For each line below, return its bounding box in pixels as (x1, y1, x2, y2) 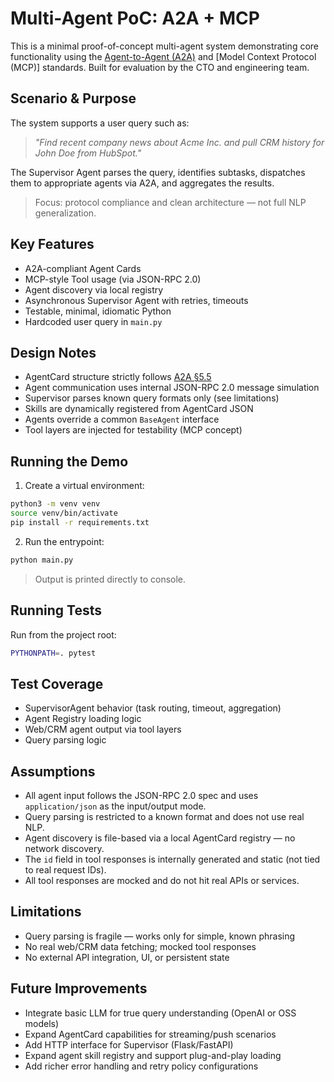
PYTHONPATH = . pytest (10, 648, 97, 658)
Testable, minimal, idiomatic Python (24, 305, 172, 317)
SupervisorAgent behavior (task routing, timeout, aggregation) (24, 702, 282, 714)
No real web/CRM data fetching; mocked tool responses (24, 940, 257, 952)
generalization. (34, 207, 97, 219)
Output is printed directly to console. (34, 573, 187, 585)
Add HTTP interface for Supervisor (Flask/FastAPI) (24, 1038, 234, 1051)
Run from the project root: (10, 628, 117, 641)
